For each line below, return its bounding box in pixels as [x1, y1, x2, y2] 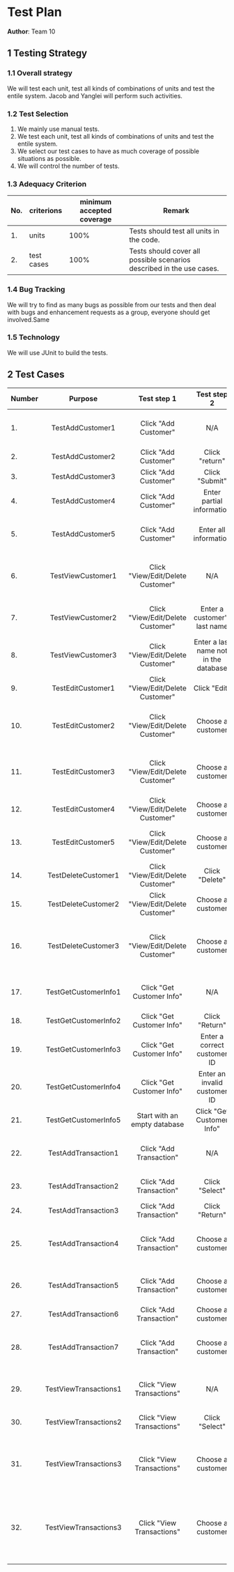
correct [200, 1040, 224, 1050]
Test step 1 [138, 394, 177, 403]
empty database [131, 1119, 185, 1129]
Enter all [198, 524, 226, 534]
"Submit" [197, 476, 228, 485]
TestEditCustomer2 [52, 720, 115, 730]
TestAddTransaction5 [47, 1280, 119, 1290]
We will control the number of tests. [17, 162, 120, 170]
